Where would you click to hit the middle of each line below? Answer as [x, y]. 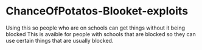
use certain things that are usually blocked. [60, 40]
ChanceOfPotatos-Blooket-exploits [97, 11]
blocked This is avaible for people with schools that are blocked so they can [101, 34]
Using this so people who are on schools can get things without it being [96, 28]
